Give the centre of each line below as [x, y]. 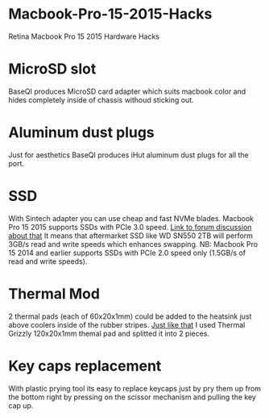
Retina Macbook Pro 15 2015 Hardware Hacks [84, 36]
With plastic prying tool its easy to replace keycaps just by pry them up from [135, 388]
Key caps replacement [85, 366]
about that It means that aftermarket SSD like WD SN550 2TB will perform [131, 236]
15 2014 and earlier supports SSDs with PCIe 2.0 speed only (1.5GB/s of [127, 253]
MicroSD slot [52, 69]
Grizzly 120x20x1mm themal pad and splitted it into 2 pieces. [109, 333]
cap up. [21, 405]
